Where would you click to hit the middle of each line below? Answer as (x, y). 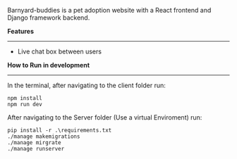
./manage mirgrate (34, 143)
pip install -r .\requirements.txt (60, 130)
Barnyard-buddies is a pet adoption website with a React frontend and (109, 10)
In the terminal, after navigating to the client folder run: (86, 85)
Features (20, 31)
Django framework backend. (49, 18)
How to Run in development (49, 65)
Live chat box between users (60, 51)
